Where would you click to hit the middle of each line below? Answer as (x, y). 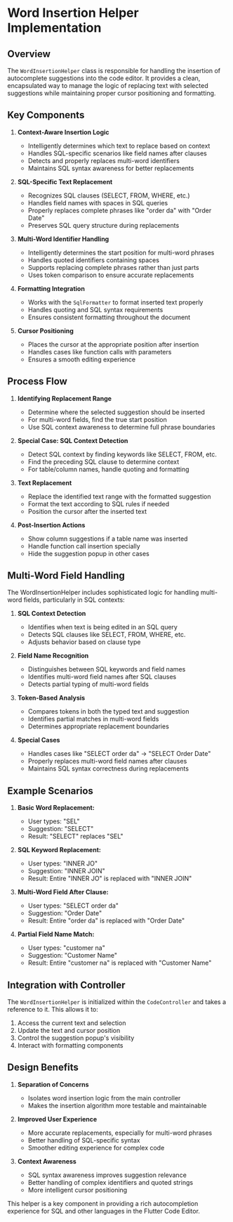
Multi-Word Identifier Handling (63, 239)
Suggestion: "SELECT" (61, 829)
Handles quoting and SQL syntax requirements (95, 309)
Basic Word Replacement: (56, 808)
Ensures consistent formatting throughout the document (109, 317)
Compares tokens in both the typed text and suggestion (108, 712)
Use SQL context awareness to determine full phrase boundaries (121, 427)
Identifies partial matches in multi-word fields (93, 719)
